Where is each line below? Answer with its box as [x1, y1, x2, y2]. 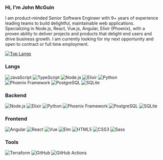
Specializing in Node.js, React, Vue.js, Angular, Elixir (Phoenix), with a [5, 26, 145, 32]
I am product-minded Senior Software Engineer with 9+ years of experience [5, 15, 158, 21]
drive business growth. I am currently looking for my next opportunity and [5, 36, 154, 42]
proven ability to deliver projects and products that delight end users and [5, 31, 152, 37]
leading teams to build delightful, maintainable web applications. [5, 20, 135, 26]
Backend [5, 92, 27, 98]
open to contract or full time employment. [5, 41, 89, 47]
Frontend [5, 115, 27, 122]
